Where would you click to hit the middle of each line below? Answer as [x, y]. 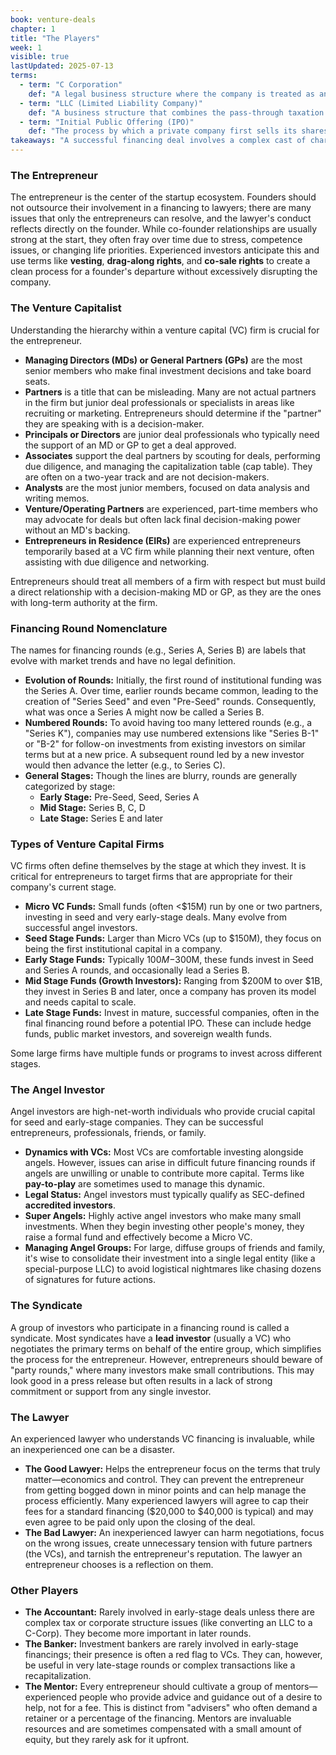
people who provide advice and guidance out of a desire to [200, 1697]
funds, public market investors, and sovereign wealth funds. [148, 1034]
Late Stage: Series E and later [101, 818]
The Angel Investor [57, 1090]
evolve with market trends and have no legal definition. [123, 660]
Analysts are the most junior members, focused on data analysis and [167, 487]
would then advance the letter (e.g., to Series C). [125, 765]
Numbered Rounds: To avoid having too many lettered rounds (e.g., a [168, 722]
